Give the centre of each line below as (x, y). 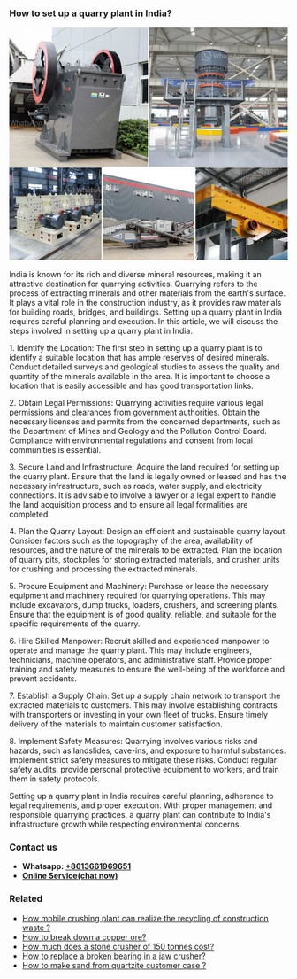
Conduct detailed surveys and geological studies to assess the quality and (145, 367)
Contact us (33, 847)
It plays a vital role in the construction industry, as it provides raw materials (145, 302)
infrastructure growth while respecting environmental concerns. (125, 824)
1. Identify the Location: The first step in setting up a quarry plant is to (136, 347)
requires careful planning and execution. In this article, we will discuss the (144, 321)
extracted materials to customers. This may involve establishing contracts (143, 705)
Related (26, 899)
